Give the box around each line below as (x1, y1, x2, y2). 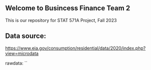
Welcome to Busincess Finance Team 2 (5, 4, 130, 12)
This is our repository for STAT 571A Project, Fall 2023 (5, 17, 117, 23)
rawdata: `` (5, 60, 28, 66)
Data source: (5, 32, 46, 40)
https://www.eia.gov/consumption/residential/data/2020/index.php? (5, 45, 146, 51)
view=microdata (5, 50, 39, 56)
